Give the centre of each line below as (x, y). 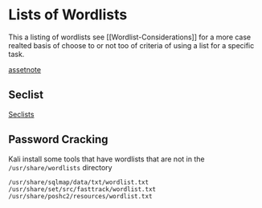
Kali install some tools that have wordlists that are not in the (106, 159)
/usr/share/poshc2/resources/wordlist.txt (80, 196)
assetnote (25, 69)
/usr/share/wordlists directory (60, 167)
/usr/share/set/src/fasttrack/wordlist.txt (82, 189)
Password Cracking (58, 139)
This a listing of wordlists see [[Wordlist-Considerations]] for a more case (130, 37)
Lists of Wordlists (68, 15)
